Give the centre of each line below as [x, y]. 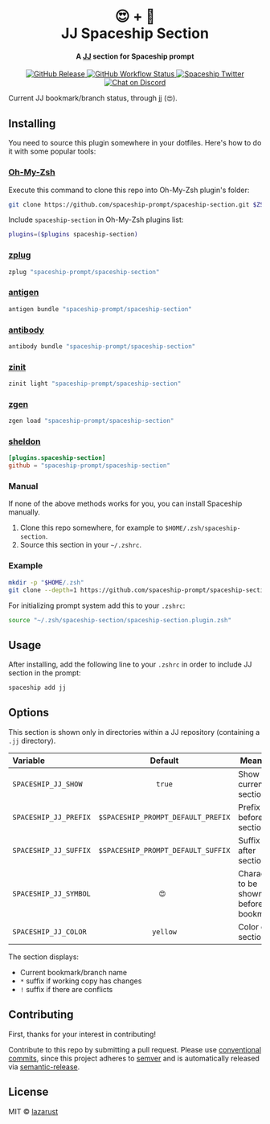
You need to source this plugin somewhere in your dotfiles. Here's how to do [135, 143]
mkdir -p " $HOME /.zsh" [46, 582]
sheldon [25, 441]
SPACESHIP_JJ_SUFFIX [51, 850]
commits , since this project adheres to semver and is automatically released [134, 1058]
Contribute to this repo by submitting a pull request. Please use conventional [135, 1049]
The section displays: [43, 957]
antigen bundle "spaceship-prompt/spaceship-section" [100, 309]
